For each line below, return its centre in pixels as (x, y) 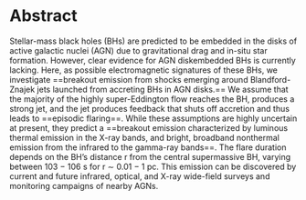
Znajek (22, 89)
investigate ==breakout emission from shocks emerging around (129, 79)
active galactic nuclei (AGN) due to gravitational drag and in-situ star (138, 50)
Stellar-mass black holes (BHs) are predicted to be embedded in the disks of (153, 41)
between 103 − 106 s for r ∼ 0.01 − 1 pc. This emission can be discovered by (153, 166)
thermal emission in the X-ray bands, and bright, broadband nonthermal (145, 137)
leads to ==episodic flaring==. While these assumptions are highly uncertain (153, 118)
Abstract (43, 16)
